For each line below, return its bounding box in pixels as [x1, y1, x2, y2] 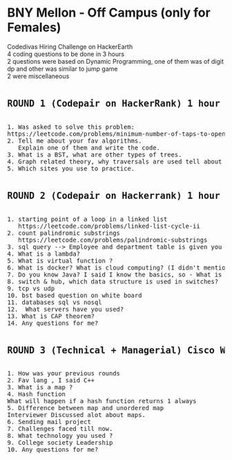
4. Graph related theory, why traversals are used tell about [7, 157, 222, 166]
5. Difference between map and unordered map [7, 404, 164, 412]
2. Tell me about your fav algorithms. [7, 136, 142, 145]
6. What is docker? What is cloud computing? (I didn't [7, 263, 200, 272]
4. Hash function [7, 390, 66, 398]
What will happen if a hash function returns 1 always [7, 397, 197, 405]
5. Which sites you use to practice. [7, 164, 135, 172]
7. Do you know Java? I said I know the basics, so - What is [7, 270, 222, 278]
